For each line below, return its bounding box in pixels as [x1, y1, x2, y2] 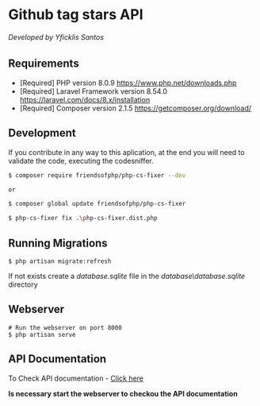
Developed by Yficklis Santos [8, 32, 105, 41]
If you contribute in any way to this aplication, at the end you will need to [8, 147, 245, 157]
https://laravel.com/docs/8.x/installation [19, 95, 151, 104]
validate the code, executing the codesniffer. [8, 156, 154, 165]
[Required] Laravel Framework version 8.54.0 [19, 86, 168, 96]
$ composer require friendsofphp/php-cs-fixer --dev [8, 171, 186, 180]
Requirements [8, 57, 79, 71]
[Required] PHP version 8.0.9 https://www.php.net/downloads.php [19, 78, 237, 87]
